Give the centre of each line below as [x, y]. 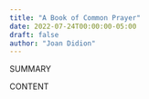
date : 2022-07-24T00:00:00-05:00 [73, 26]
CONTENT [29, 86]
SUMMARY [31, 69]
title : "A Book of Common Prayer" [75, 18]
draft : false [34, 35]
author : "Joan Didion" [53, 43]
